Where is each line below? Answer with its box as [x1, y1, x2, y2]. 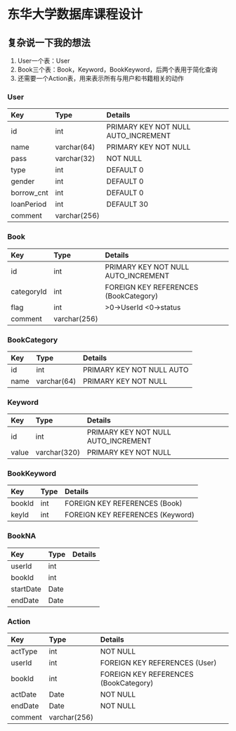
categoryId [11, 286, 47, 296]
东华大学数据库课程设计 [7, 6, 143, 22]
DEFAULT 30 [106, 200, 149, 209]
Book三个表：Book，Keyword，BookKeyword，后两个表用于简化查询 [17, 65, 218, 74]
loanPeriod [11, 200, 47, 209]
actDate [11, 690, 37, 699]
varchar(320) [35, 448, 81, 458]
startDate [11, 584, 42, 594]
